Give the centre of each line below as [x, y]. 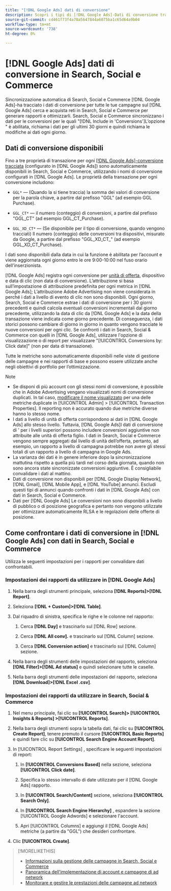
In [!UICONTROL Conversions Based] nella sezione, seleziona [86, 765]
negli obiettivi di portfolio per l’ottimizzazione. [53, 367]
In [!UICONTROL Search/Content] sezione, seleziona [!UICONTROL [92, 795]
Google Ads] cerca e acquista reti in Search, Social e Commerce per [77, 110]
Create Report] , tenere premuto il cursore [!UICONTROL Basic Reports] [88, 734]
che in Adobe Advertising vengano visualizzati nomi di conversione [83, 392]
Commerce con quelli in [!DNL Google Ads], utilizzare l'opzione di [74, 335]
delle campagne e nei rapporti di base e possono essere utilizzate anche [81, 361]
